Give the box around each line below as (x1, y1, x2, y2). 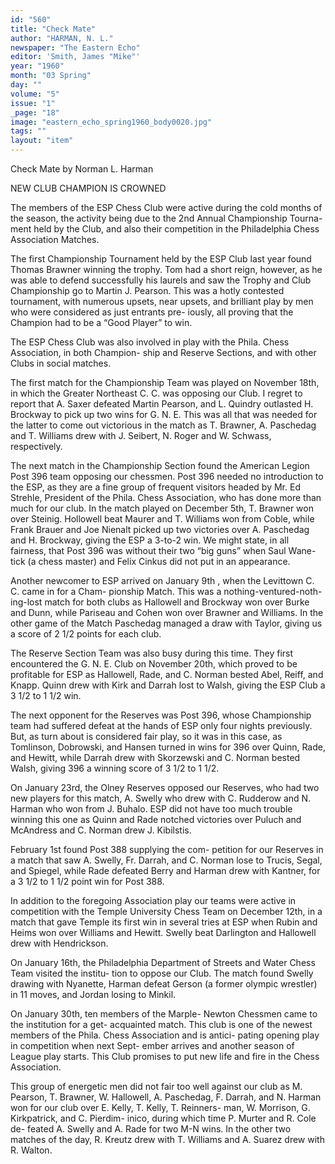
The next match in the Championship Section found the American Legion (10, 460, 310, 471)
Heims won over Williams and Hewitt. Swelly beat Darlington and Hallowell (10, 927, 317, 938)
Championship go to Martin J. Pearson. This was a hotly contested (10, 285, 285, 296)
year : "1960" (10, 61, 65, 71)
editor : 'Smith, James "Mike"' (10, 52, 141, 62)
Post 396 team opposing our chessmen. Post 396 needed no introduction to (10, 471, 324, 482)
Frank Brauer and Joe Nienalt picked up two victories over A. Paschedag (10, 524, 310, 535)
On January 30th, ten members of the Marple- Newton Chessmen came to (10, 1008, 318, 1020)
